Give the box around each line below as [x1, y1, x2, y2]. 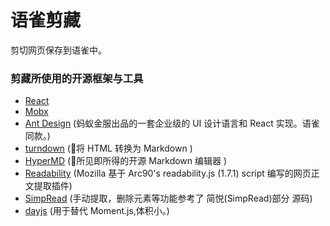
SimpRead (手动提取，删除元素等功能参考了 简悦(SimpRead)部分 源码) [24, 192, 313, 205]
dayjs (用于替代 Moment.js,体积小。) [24, 205, 170, 217]
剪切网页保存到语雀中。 [10, 44, 107, 56]
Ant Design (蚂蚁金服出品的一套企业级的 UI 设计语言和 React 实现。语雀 [24, 117, 320, 130]
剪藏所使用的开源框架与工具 [10, 71, 144, 85]
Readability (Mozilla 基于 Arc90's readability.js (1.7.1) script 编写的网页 [24, 167, 312, 180]
